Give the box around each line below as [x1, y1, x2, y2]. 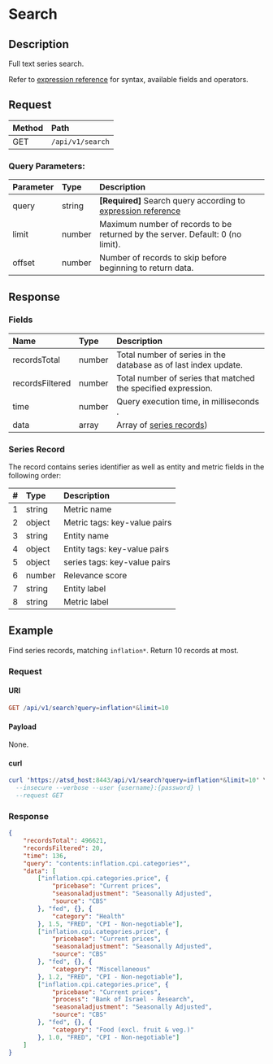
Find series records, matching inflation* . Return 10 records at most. [8, 645, 239, 655]
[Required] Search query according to [99, 195, 245, 207]
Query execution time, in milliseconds [116, 395, 260, 407]
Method [12, 122, 44, 133]
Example [8, 624, 54, 638]
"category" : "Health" [51, 912, 126, 920]
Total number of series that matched [116, 372, 255, 383]
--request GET [15, 791, 63, 800]
